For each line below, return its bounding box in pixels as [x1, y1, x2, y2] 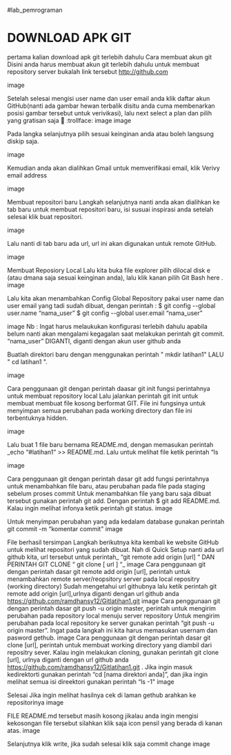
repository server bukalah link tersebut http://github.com [7, 67, 168, 75]
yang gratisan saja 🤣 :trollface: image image [7, 116, 132, 124]
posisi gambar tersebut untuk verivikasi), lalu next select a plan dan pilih [7, 108, 212, 117]
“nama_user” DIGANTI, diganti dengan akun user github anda [7, 336, 181, 345]
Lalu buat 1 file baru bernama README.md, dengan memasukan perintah [7, 440, 214, 448]
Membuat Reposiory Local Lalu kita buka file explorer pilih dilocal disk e [7, 266, 211, 274]
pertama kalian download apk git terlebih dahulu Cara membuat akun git [7, 52, 212, 61]
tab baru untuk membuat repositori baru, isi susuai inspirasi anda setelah [7, 205, 214, 213]
